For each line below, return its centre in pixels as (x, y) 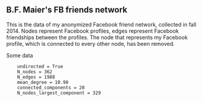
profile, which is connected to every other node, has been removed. (90, 43)
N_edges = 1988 (36, 77)
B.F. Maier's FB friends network (67, 10)
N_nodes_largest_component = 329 (59, 93)
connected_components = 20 (51, 88)
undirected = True (40, 66)
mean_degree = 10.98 (43, 82)
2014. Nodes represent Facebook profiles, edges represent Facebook (93, 31)
